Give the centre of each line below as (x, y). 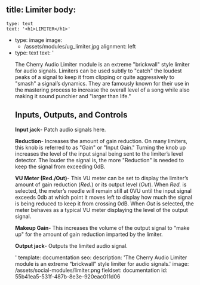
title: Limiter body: (41, 10)
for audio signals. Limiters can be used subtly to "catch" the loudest (98, 71)
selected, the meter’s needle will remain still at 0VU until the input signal (103, 190)
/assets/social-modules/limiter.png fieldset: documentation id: (91, 270)
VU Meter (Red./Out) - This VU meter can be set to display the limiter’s (101, 178)
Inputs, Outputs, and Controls (71, 115)
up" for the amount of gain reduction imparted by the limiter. (89, 234)
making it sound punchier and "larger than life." (73, 96)
